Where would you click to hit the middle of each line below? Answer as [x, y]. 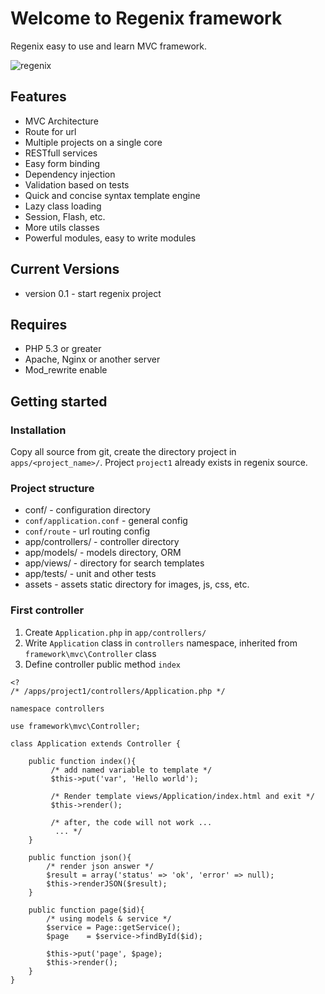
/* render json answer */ [100, 866]
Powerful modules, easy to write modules [110, 238]
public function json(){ [80, 857]
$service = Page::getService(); [114, 927]
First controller [47, 610]
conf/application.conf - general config [106, 521]
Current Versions [65, 269]
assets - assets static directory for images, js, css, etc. [137, 584]
